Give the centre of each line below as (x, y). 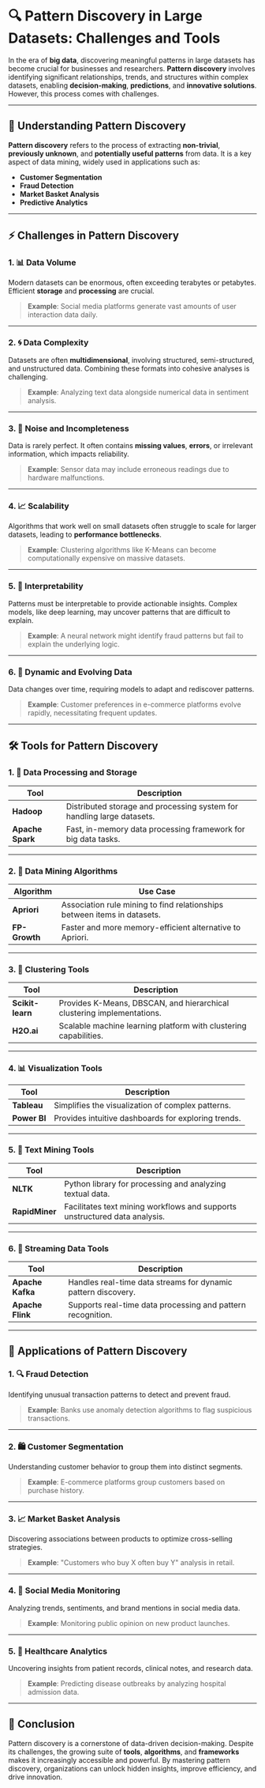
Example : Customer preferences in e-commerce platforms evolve (134, 704)
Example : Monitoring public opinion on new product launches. (129, 1623)
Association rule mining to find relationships (142, 904)
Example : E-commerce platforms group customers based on (126, 1482)
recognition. (90, 1315)
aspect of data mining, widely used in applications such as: (104, 162)
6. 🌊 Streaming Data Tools (58, 1248)
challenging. (28, 376)
